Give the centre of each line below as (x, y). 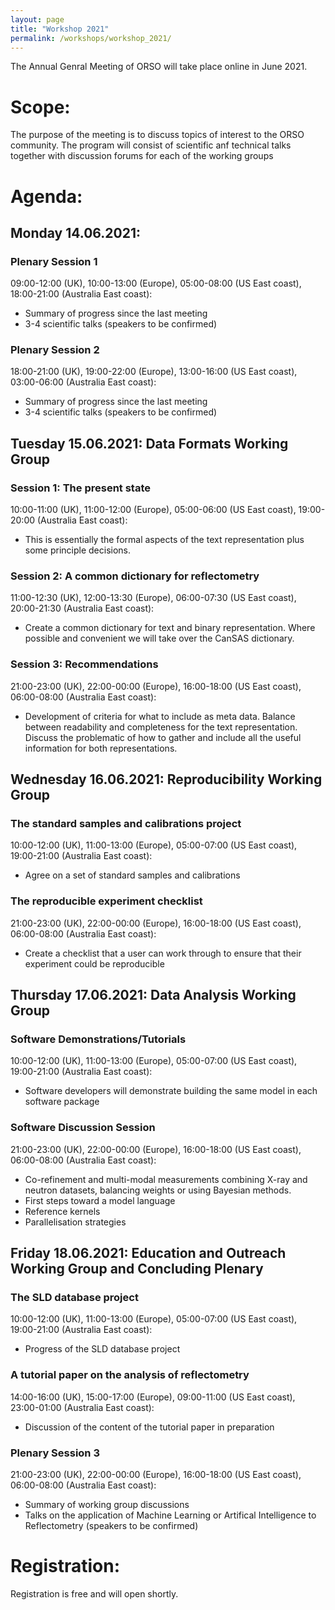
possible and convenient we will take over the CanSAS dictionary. (159, 638)
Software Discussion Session (83, 1128)
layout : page (37, 19)
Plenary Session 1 (54, 261)
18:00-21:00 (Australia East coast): (81, 294)
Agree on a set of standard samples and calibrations (132, 875)
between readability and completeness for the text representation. (161, 727)
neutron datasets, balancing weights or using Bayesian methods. (158, 1190)
